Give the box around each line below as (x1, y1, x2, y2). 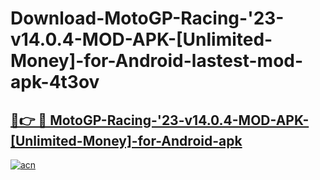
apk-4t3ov (10, 71, 100, 94)
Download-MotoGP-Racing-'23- (10, 7, 285, 30)
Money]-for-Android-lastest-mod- (10, 50, 304, 72)
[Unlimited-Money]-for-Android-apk (10, 132, 243, 149)
